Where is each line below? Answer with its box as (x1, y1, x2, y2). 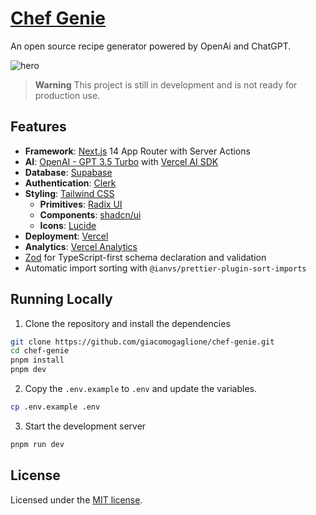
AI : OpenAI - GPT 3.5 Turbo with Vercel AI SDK (24, 155, 219, 167)
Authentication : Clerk (24, 177, 117, 189)
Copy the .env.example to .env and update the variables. (24, 383, 257, 395)
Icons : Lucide (39, 219, 97, 231)
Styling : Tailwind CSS (24, 187, 115, 199)
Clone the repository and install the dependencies (24, 317, 231, 329)
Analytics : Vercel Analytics (24, 240, 138, 252)
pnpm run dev (10, 439, 65, 449)
